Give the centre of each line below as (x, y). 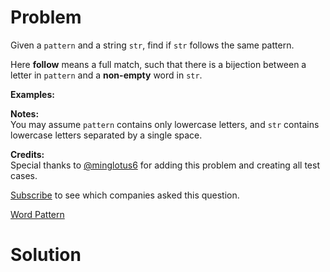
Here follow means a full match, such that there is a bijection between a (158, 64)
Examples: (32, 94)
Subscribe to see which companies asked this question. (125, 195)
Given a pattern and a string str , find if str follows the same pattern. (152, 45)
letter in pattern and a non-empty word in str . (106, 75)
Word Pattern (37, 214)
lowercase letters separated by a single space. (106, 135)
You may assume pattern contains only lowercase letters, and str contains (165, 124)
